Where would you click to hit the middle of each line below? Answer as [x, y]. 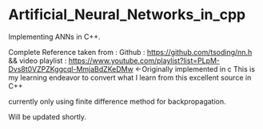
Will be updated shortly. [47, 116]
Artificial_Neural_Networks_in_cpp [127, 15]
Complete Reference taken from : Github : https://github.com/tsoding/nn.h [130, 52]
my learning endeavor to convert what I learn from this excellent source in [130, 77]
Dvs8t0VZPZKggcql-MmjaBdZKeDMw [71, 68]
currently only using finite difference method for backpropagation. [117, 101]
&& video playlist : [38, 61]
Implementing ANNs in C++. [55, 37]
